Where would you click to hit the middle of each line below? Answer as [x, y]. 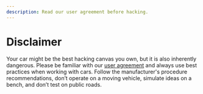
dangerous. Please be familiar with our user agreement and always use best [101, 65]
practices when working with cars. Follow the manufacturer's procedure [97, 72]
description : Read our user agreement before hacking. [77, 12]
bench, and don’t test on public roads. [54, 84]
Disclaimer [34, 42]
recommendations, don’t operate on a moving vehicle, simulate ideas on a [99, 78]
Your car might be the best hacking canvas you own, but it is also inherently [101, 59]
